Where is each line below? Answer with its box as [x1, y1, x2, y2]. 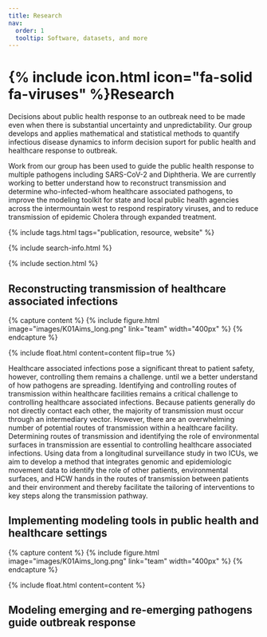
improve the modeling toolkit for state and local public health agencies [8, 195, 239, 205]
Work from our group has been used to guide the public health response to [8, 161, 254, 171]
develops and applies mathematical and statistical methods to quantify [8, 129, 240, 138]
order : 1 [15, 26, 45, 34]
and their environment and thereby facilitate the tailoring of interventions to [8, 483, 255, 492]
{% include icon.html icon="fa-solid [8, 69, 253, 86]
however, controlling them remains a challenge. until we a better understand [8, 372, 258, 381]
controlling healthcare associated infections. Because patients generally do [8, 397, 256, 407]
